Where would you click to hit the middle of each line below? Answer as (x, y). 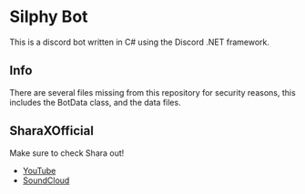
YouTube (39, 170)
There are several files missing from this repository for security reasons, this (152, 92)
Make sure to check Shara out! (67, 153)
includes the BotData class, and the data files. (95, 102)
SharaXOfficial (51, 131)
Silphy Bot (49, 17)
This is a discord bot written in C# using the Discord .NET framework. (140, 42)
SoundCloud (46, 180)
